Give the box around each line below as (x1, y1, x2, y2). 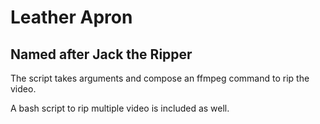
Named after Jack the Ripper (10, 46, 193, 63)
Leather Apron (10, 6, 133, 29)
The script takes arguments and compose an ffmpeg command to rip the (10, 72, 310, 84)
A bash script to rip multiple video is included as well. (10, 102, 230, 114)
